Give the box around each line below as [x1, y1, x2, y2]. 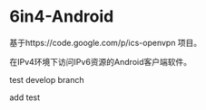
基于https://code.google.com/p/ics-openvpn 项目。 [9, 37, 202, 48]
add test [9, 92, 41, 103]
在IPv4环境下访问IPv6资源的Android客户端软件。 [9, 56, 192, 67]
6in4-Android [9, 6, 114, 27]
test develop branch [9, 74, 84, 85]
